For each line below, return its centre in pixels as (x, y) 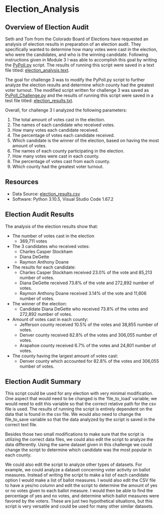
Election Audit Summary (43, 382)
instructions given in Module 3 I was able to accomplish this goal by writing (81, 60)
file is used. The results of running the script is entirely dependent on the (79, 409)
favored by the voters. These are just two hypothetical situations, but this (79, 501)
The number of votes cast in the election (53, 236)
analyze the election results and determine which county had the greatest (80, 85)
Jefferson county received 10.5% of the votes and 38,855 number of (89, 325)
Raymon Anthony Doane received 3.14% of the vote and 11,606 (83, 293)
